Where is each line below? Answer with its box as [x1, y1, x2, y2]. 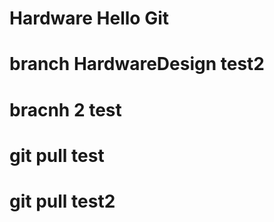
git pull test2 [9, 190, 116, 212]
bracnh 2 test [9, 98, 122, 121]
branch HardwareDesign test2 [9, 53, 265, 76]
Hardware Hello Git [9, 7, 169, 30]
